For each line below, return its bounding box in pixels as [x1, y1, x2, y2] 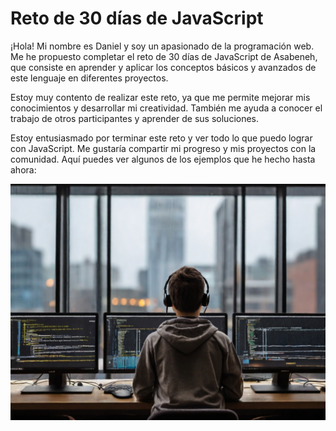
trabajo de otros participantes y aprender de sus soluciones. [10, 112, 260, 124]
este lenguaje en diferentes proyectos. [10, 72, 169, 84]
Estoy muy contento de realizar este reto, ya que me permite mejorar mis [10, 91, 311, 103]
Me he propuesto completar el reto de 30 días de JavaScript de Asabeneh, [10, 50, 318, 62]
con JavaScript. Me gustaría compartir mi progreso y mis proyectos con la [10, 142, 317, 154]
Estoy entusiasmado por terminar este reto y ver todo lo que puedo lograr [10, 132, 313, 144]
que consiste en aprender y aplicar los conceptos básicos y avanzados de [10, 61, 317, 73]
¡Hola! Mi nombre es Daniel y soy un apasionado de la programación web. [10, 40, 315, 52]
